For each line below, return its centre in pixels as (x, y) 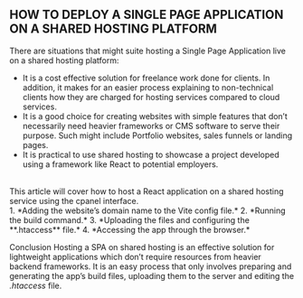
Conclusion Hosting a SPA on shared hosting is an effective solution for (142, 247)
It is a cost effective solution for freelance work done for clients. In (146, 78)
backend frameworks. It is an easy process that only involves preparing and (151, 266)
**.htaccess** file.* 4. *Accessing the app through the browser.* (130, 229)
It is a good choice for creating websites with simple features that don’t (155, 116)
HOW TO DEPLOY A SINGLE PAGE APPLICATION (147, 15)
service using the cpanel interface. (74, 200)
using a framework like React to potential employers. (120, 164)
